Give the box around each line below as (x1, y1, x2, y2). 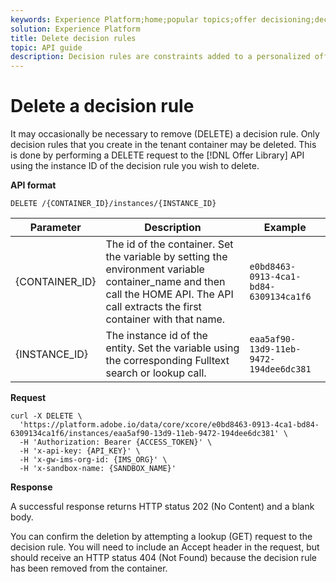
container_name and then (105, 275, 226, 289)
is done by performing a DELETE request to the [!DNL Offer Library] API (10, 149, 305, 161)
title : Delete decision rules (10, 33, 137, 43)
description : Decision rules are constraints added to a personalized (10, 52, 311, 62)
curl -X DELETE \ (10, 411, 83, 421)
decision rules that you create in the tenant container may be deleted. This (10, 139, 317, 151)
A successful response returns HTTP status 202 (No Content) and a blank (10, 501, 315, 513)
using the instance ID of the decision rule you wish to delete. (10, 160, 260, 172)
